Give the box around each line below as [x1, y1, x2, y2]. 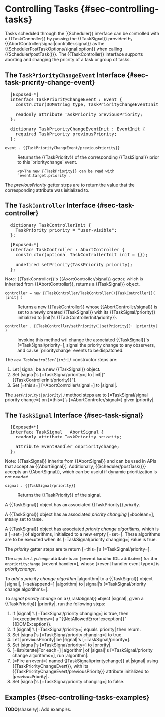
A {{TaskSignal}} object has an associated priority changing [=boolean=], [5, 511, 154, 517]
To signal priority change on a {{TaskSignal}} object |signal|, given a [5, 596, 144, 602]
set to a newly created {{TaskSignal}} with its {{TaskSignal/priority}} [17, 309, 156, 315]
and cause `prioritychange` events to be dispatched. [17, 347, 124, 353]
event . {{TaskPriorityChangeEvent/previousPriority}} [5, 145, 120, 150]
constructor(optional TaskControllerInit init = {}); [15, 252, 148, 257]
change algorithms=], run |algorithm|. [12, 653, 89, 659]
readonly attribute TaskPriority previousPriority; [15, 111, 143, 117]
